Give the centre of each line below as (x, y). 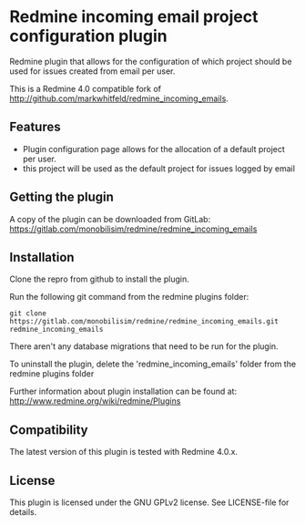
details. (23, 512)
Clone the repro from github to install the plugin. (99, 279)
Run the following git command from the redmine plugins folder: (129, 297)
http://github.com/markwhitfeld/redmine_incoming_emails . (119, 98)
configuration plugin (88, 36)
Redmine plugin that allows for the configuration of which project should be (151, 61)
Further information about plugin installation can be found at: (123, 391)
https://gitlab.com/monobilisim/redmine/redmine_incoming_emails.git (144, 322)
